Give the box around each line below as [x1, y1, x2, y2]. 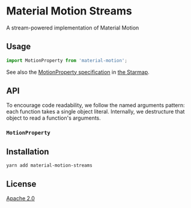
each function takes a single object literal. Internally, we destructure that [6, 108, 185, 115]
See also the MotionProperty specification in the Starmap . [6, 68, 150, 76]
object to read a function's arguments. [6, 114, 101, 121]
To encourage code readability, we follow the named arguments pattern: [6, 102, 185, 109]
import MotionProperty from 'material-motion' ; [6, 57, 128, 64]
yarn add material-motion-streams [6, 162, 93, 169]
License [6, 179, 37, 189]
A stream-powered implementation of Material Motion [6, 24, 139, 31]
